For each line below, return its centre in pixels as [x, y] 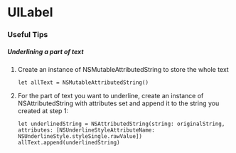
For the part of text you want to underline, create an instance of [111, 96]
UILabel [30, 12]
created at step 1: [43, 111]
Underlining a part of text [45, 51]
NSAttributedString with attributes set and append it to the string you [118, 103]
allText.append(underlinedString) [69, 143]
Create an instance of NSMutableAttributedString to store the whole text [123, 70]
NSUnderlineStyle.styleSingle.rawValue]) [80, 137]
